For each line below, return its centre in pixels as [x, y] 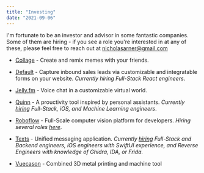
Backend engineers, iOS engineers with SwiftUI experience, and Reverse [107, 145]
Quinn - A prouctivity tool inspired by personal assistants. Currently [100, 102]
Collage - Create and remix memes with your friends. [82, 60]
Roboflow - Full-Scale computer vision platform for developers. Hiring [103, 120]
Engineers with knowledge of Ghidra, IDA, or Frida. [79, 152]
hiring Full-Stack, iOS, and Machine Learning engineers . [86, 108]
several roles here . [38, 127]
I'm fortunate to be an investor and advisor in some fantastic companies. [98, 35]
